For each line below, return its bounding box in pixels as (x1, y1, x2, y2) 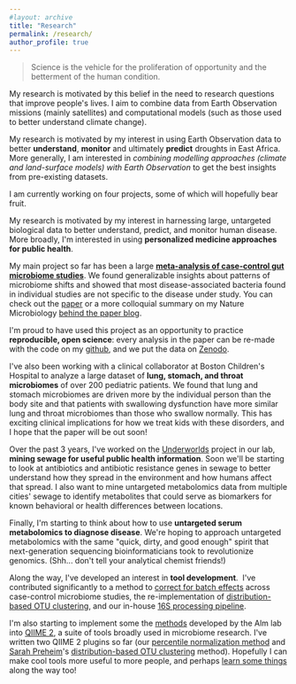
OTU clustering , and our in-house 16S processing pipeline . (34, 601, 247, 611)
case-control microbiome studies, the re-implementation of (9, 591, 225, 602)
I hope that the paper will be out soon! (9, 427, 148, 438)
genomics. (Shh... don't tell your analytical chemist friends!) (9, 556, 227, 566)
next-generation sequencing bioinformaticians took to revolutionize (9, 546, 254, 556)
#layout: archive (9, 12, 73, 22)
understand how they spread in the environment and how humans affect (9, 472, 272, 483)
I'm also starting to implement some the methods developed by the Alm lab (9, 618, 283, 629)
